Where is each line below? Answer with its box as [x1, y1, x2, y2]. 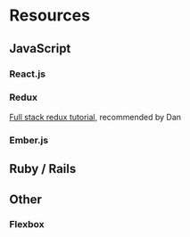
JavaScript [9, 41, 71, 56]
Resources [9, 5, 91, 26]
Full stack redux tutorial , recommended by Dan [9, 111, 181, 122]
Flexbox [9, 218, 45, 231]
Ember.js [9, 134, 49, 146]
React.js [9, 68, 46, 80]
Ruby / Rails [9, 161, 77, 176]
